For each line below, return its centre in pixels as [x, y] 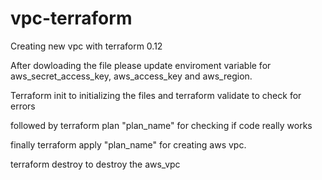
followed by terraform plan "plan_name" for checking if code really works [161, 125]
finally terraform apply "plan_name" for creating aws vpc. [128, 144]
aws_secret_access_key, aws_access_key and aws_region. [131, 76]
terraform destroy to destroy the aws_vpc [95, 164]
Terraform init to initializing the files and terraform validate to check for [156, 95]
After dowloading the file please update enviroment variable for [141, 65]
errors [23, 106]
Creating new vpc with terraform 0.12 [86, 46]
